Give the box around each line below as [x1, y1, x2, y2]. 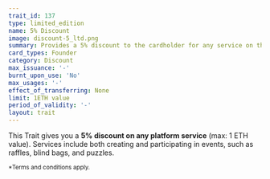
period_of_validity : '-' [8, 101, 92, 109]
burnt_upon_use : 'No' [8, 71, 81, 79]
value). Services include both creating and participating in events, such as [8, 140, 254, 148]
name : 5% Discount [8, 26, 70, 35]
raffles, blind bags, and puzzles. [8, 148, 115, 157]
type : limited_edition [8, 19, 84, 27]
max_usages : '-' [8, 79, 63, 87]
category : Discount [8, 57, 74, 65]
